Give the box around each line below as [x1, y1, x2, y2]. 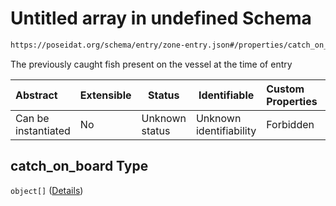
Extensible [79, 88, 132, 102]
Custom [266, 82, 305, 96]
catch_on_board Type [10, 158, 149, 175]
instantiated [15, 123, 71, 137]
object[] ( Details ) [10, 184, 84, 196]
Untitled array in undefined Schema [10, 7, 312, 30]
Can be [15, 111, 50, 125]
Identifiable [198, 88, 255, 102]
